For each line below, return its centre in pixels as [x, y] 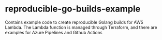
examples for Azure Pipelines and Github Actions [54, 32]
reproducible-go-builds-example [73, 9]
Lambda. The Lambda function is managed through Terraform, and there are [81, 27]
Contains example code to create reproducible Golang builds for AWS [74, 22]
